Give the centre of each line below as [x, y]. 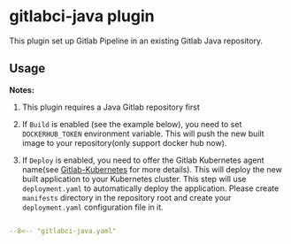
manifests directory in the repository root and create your [126, 197]
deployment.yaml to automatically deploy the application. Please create [150, 188]
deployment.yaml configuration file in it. [92, 207]
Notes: [22, 89]
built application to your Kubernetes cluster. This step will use [134, 179]
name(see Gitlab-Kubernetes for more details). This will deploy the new [152, 169]
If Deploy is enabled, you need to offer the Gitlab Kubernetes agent [143, 160]
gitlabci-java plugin [82, 16]
